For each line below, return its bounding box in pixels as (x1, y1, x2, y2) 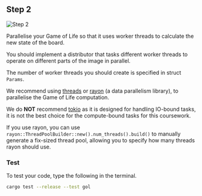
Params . (6, 75, 24, 83)
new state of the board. (6, 38, 65, 46)
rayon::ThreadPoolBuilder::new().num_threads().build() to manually (6, 130, 181, 138)
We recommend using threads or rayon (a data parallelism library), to (6, 87, 179, 94)
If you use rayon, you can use (6, 124, 81, 131)
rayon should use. (6, 143, 52, 150)
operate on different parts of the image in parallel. (6, 57, 131, 65)
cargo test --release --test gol (6, 184, 91, 190)
